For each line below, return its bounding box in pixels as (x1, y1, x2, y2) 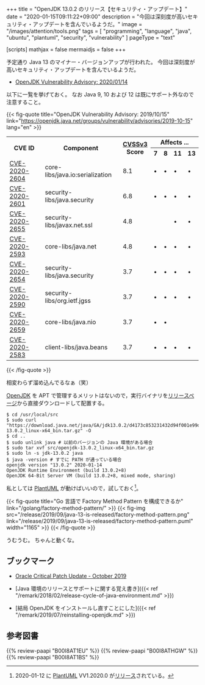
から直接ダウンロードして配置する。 (16, 399, 108, 407)
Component (63, 143, 99, 152)
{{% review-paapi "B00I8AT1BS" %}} (6, 654, 99, 661)
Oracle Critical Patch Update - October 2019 (15, 573, 127, 580)
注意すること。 (6, 98, 44, 106)
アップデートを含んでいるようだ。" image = (32, 21, 142, 27)
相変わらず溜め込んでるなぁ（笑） (6, 379, 92, 386)
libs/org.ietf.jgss (45, 297, 92, 305)
